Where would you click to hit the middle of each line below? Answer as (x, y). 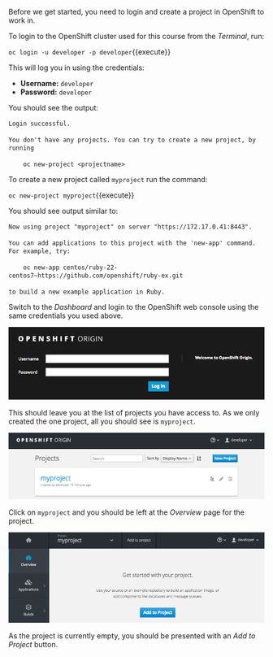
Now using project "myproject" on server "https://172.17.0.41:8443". (130, 227)
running (22, 148)
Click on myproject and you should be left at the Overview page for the (127, 512)
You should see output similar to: (63, 211)
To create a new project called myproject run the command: (108, 179)
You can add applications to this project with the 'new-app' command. (132, 243)
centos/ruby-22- (90, 268)
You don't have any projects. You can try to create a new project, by (132, 140)
